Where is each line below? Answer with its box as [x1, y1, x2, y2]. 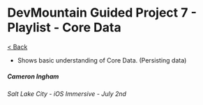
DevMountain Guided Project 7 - [7, 5, 197, 21]
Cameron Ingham [7, 72, 59, 81]
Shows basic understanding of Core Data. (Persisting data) [17, 56, 187, 64]
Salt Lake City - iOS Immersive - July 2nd [7, 89, 127, 98]
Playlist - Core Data [7, 19, 121, 35]
